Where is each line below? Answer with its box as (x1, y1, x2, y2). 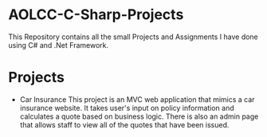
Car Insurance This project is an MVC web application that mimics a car (19, 94, 255, 104)
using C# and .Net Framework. (8, 40, 109, 49)
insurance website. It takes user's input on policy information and (19, 103, 235, 112)
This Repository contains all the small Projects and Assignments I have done (8, 32, 259, 41)
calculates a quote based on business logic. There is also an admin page (19, 112, 259, 121)
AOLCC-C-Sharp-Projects (8, 6, 184, 24)
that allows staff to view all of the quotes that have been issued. (19, 119, 230, 129)
